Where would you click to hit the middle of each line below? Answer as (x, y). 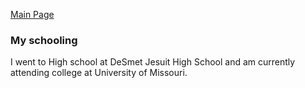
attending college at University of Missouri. (99, 73)
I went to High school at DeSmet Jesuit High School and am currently (153, 62)
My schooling (44, 40)
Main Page (32, 14)
